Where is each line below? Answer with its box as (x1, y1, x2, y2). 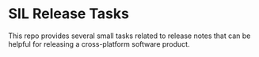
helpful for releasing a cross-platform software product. (8, 39, 190, 48)
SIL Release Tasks (8, 5, 129, 23)
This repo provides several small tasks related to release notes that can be (8, 31, 251, 40)
